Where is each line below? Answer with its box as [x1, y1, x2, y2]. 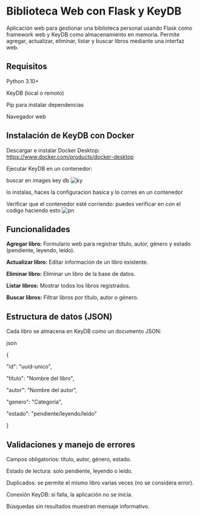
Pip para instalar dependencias [6, 101, 84, 108]
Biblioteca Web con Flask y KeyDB [6, 4, 182, 18]
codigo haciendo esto [6, 207, 61, 214]
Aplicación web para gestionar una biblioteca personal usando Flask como [6, 24, 193, 32]
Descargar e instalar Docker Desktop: [6, 146, 100, 154]
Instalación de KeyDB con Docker [6, 131, 135, 141]
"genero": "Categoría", [6, 398, 62, 405]
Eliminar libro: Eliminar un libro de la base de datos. [6, 270, 136, 278]
